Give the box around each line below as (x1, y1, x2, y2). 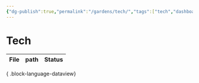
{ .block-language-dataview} (6, 70, 76, 77)
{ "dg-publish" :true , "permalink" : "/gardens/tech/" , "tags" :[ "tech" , (6, 8, 174, 15)
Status (44, 55, 63, 64)
